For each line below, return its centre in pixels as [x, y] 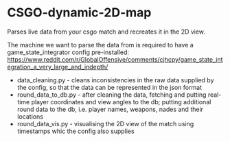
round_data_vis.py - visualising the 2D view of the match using [105, 123]
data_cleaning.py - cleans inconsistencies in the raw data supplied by [115, 80]
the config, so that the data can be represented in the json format [110, 87]
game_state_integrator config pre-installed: [68, 52]
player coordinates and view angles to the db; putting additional [121, 102]
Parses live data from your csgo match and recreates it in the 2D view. [106, 32]
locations [30, 116]
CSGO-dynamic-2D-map [79, 13]
